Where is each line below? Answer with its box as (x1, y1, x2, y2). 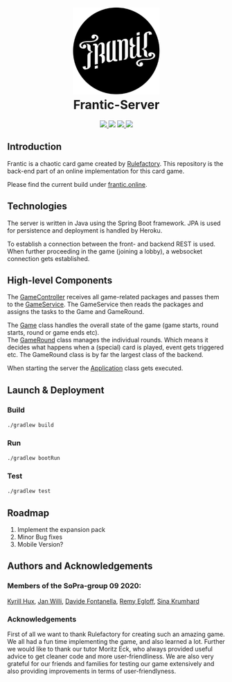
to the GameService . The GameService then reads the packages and (7, 300, 204, 308)
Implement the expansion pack (17, 526, 106, 534)
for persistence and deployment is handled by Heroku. (7, 226, 163, 235)
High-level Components (7, 274, 113, 286)
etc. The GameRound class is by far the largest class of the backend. (7, 351, 204, 359)
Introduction (7, 141, 62, 153)
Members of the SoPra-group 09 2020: (7, 581, 142, 591)
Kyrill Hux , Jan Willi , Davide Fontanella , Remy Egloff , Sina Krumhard (7, 597, 199, 605)
